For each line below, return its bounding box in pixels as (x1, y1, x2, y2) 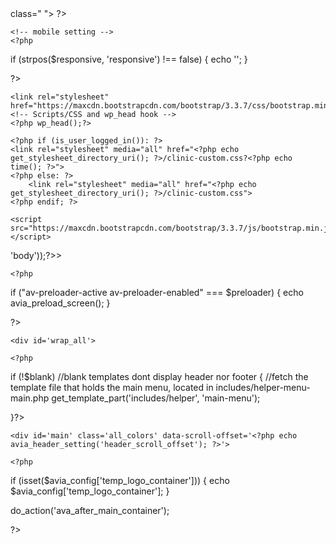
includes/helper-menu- (215, 382, 311, 393)
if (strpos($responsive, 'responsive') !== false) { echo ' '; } (10, 53, 248, 65)
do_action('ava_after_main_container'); (10, 505, 170, 516)
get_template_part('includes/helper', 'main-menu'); (51, 392, 261, 404)
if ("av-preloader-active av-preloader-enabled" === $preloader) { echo (10, 287, 304, 298)
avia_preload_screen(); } (10, 297, 111, 309)
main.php (10, 392, 50, 404)
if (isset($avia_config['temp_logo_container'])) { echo (10, 475, 230, 486)
